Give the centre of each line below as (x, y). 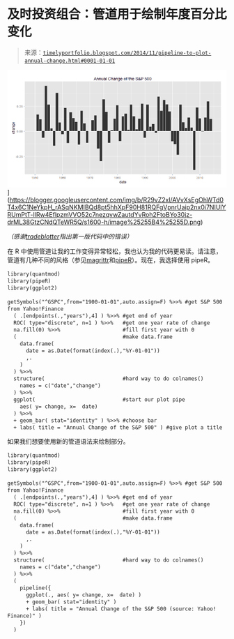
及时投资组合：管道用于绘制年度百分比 (117, 14)
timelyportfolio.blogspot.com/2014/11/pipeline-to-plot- (127, 53)
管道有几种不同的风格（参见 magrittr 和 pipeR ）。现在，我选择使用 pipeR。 (111, 260)
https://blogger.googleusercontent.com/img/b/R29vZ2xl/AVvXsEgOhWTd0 (117, 200)
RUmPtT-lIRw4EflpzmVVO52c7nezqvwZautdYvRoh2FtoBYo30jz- (100, 214)
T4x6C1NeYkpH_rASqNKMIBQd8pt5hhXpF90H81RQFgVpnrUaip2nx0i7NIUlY (117, 207)
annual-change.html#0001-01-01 (70, 61)
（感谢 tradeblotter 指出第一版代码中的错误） (70, 236)
